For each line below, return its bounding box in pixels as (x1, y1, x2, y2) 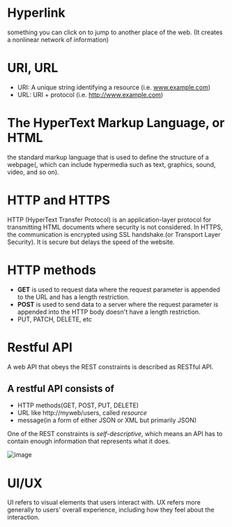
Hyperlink (7, 5, 66, 21)
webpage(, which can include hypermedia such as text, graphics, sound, (7, 160, 216, 168)
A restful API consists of (7, 383, 115, 395)
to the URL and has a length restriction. (17, 292, 130, 301)
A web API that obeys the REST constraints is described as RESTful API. (7, 362, 214, 371)
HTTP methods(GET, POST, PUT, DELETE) (17, 401, 139, 410)
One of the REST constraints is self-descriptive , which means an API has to (7, 430, 223, 438)
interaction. (7, 513, 40, 521)
